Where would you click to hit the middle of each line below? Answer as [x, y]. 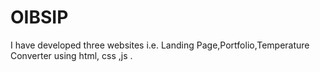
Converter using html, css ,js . [71, 55]
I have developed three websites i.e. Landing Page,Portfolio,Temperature [160, 45]
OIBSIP [39, 17]
